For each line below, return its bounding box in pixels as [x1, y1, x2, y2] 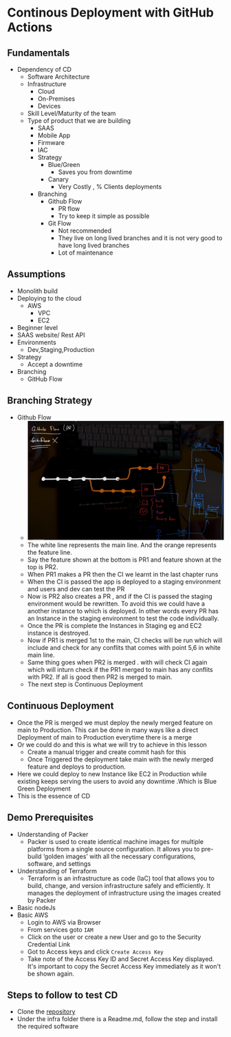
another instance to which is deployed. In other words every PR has [27, 606, 219, 615]
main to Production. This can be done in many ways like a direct [16, 726, 199, 734]
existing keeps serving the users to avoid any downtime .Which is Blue [16, 777, 217, 785]
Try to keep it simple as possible [58, 212, 150, 220]
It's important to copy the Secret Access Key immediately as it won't [27, 962, 221, 970]
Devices [37, 102, 61, 110]
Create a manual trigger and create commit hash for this [27, 747, 187, 756]
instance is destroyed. [27, 629, 91, 637]
